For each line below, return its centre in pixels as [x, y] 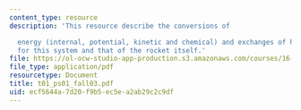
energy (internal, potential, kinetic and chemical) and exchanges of [152, 42]
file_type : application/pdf [62, 67]
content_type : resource [54, 17]
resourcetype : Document [54, 76]
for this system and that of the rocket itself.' [112, 50]
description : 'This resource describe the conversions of [120, 26]
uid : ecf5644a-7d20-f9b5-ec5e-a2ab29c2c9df [92, 92]
